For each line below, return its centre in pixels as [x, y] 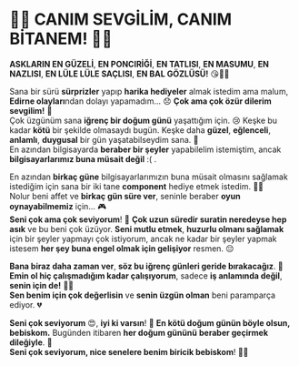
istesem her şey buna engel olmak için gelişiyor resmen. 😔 [122, 248]
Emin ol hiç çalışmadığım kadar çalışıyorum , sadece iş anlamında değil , [146, 275]
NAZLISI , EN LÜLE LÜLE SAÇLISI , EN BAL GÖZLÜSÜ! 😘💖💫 [120, 74]
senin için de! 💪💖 [42, 285]
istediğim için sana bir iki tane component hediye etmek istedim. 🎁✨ [137, 186]
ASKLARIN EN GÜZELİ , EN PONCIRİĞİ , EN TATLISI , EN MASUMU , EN [140, 64]
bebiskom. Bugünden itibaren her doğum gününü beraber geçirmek [139, 332]
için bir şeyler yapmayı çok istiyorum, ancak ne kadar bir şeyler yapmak [143, 239]
